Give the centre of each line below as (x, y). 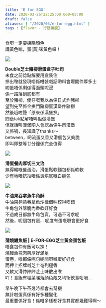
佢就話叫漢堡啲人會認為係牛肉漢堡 (40, 125)
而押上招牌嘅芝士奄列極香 (31, 265)
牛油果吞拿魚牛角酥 (25, 196)
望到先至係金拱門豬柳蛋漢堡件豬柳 (40, 106)
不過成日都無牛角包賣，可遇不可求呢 (42, 215)
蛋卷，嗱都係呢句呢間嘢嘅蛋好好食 (40, 259)
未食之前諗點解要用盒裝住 (31, 76)
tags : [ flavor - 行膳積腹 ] (33, 28)
